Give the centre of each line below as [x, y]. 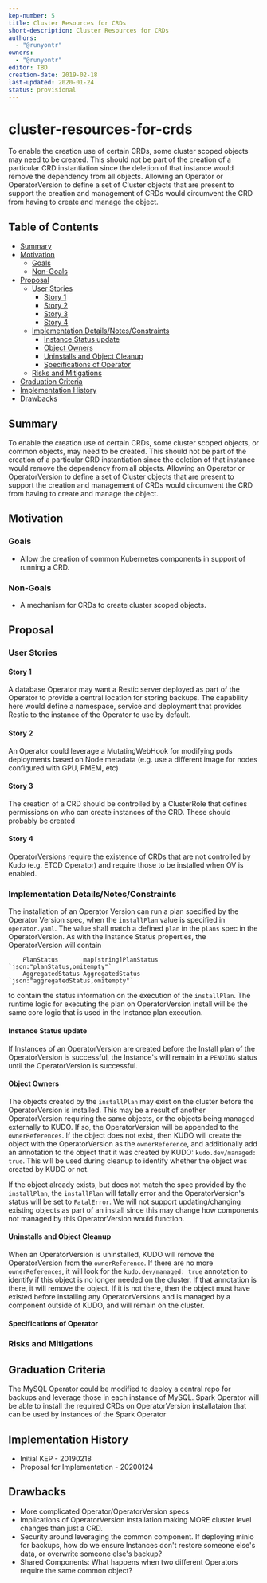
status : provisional [43, 90]
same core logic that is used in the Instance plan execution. [106, 1013]
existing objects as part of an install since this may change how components [133, 1210]
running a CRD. [45, 567]
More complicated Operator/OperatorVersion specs [104, 1511]
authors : [23, 38]
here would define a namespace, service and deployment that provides [125, 707]
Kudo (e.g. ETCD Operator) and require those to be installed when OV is [126, 865]
